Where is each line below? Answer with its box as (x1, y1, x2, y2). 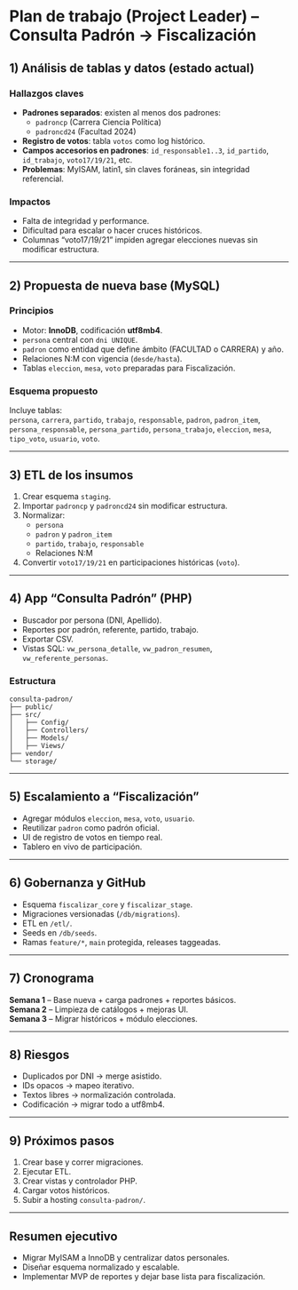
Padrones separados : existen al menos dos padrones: (21, 107, 222, 117)
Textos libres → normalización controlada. (21, 1090, 176, 1101)
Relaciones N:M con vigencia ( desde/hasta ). (21, 353, 183, 363)
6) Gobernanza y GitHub (9, 875, 146, 890)
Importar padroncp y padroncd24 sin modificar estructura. (21, 500, 228, 511)
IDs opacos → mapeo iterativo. (21, 1080, 135, 1091)
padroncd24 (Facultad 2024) (35, 126, 137, 137)
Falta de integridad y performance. (21, 216, 150, 227)
